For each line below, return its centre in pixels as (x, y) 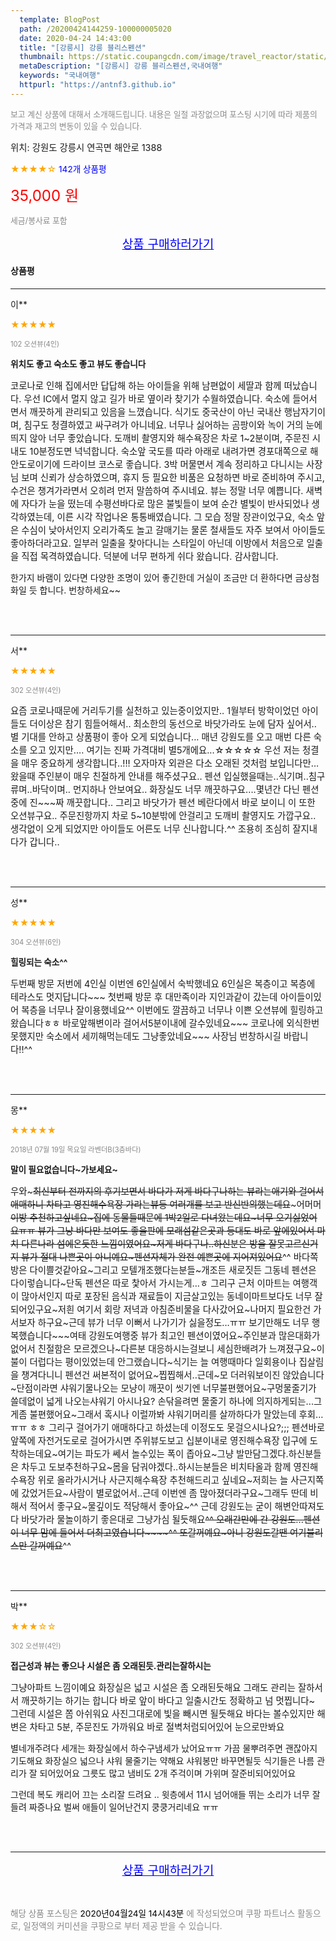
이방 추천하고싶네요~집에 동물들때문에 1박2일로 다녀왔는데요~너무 (142, 1217)
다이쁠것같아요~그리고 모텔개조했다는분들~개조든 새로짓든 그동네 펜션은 (173, 1270)
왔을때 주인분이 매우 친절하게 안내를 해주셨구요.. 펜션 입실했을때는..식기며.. (159, 776)
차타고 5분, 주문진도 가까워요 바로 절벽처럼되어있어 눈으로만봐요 (157, 1727)
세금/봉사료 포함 (39, 220)
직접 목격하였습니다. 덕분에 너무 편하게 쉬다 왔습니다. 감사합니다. (150, 556)
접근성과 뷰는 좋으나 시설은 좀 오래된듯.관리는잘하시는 (111, 1665)
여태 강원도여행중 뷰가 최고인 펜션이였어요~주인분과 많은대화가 (195, 1335)
